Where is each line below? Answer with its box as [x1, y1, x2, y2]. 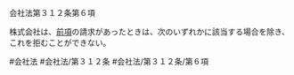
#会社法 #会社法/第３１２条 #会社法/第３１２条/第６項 [9, 56, 209, 66]
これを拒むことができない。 [9, 38, 111, 48]
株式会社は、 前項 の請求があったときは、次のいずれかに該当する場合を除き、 [9, 26, 290, 37]
